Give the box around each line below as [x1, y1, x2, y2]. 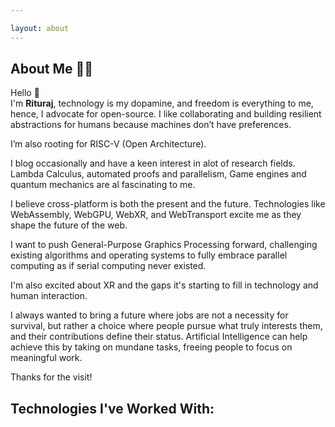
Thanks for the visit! [10, 371, 93, 383]
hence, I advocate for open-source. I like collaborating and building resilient [10, 108, 322, 120]
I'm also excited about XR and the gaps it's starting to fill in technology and [10, 279, 319, 291]
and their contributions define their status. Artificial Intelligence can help [10, 331, 308, 343]
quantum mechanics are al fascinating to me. [10, 179, 196, 191]
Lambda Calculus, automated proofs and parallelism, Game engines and [10, 168, 307, 180]
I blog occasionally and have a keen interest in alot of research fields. [10, 157, 296, 170]
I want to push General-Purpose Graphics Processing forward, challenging [10, 239, 318, 251]
